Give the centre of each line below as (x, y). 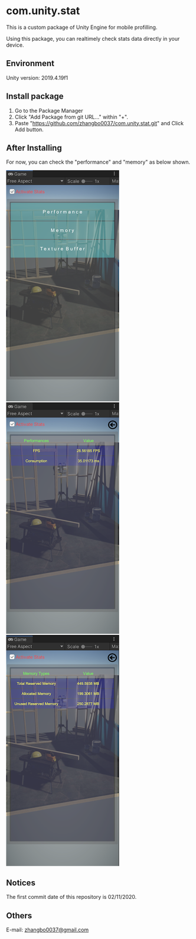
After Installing (34, 148)
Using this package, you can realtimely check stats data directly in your (93, 38)
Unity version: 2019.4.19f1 (37, 77)
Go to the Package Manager (49, 110)
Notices (21, 883)
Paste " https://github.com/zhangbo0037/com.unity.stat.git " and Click (99, 123)
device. (15, 45)
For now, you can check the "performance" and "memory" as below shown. (98, 162)
